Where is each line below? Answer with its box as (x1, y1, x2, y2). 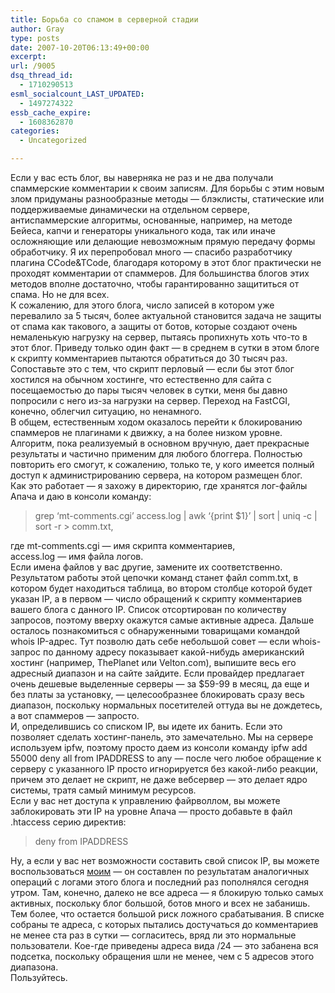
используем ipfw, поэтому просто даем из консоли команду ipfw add (10, 742, 308, 753)
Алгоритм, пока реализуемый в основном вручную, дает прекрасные (10, 437, 310, 449)
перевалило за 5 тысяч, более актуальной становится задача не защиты (10, 310, 322, 321)
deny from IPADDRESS (34, 836, 129, 847)
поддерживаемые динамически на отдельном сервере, (10, 204, 250, 215)
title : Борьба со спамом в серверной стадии (10, 14, 199, 25)
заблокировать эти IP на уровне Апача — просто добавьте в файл (10, 806, 293, 817)
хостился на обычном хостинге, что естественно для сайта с (10, 374, 272, 385)
